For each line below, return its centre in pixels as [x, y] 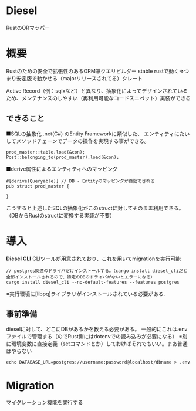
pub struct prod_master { [38, 186]
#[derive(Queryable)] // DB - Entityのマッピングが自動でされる [81, 181]
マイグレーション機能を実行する [45, 402]
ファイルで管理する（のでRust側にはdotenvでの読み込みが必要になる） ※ [94, 337]
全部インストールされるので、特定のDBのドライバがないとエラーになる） [81, 277]
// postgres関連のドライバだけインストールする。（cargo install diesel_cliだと [97, 271]
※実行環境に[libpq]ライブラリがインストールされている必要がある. [86, 294]
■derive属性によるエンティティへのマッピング [62, 169]
